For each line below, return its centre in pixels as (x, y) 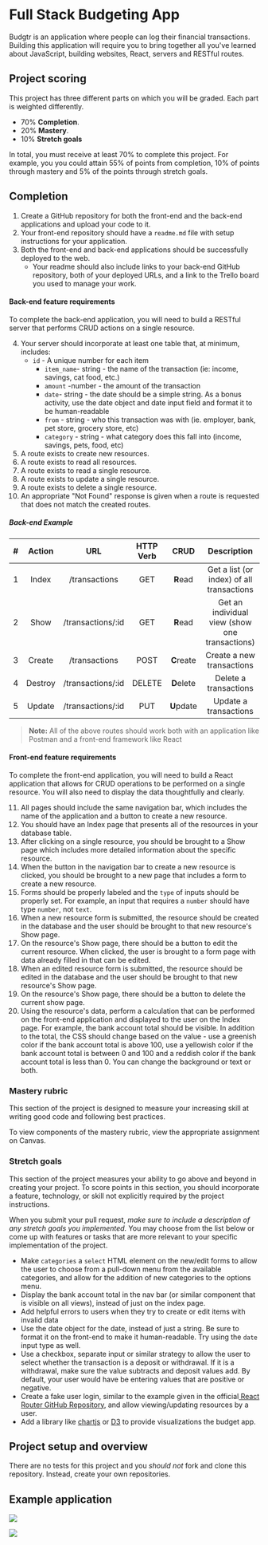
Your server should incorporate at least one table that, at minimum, (130, 343)
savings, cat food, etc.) (82, 377)
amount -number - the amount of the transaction (122, 385)
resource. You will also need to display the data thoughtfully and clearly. (127, 792)
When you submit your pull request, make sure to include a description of (130, 1220)
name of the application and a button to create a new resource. (124, 816)
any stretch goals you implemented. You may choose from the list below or (132, 1228)
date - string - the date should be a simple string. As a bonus (143, 394)
